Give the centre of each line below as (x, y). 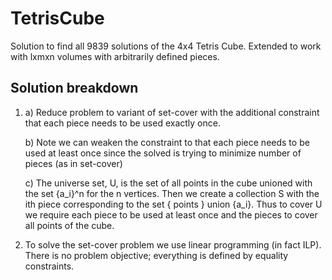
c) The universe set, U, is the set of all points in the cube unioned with (168, 183)
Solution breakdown (74, 88)
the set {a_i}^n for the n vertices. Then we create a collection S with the (172, 193)
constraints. (49, 266)
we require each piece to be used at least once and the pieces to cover (171, 214)
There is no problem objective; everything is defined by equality (156, 255)
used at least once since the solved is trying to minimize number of (163, 153)
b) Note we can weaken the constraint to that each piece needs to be (167, 142)
